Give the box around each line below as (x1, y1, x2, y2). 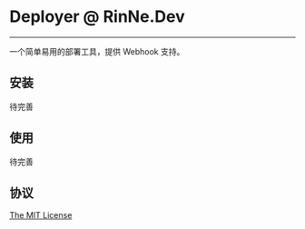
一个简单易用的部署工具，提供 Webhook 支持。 (9, 45, 185, 56)
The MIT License (9, 210, 73, 221)
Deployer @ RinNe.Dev (9, 6, 185, 27)
